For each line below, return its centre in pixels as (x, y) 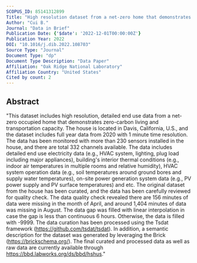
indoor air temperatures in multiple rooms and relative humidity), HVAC (92, 165)
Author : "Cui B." (27, 22)
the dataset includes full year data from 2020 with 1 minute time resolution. (97, 134)
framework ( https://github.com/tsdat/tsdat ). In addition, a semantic (87, 229)
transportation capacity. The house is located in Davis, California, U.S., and (97, 128)
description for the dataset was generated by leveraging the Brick (86, 235)
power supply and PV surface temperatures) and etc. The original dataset (96, 184)
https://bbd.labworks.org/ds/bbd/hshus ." (56, 254)
